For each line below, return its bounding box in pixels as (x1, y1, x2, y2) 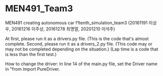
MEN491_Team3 (5, 3, 73, 14)
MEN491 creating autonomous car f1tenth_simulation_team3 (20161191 (5, 20, 148, 25)
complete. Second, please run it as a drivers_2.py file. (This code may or (5, 41, 153, 47)
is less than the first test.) (5, 51, 57, 57)
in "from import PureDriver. (5, 66, 60, 72)
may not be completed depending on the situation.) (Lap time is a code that (5, 46, 159, 52)
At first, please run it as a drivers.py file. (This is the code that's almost (5, 35, 149, 42)
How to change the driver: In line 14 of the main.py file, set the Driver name (5, 61, 158, 67)
